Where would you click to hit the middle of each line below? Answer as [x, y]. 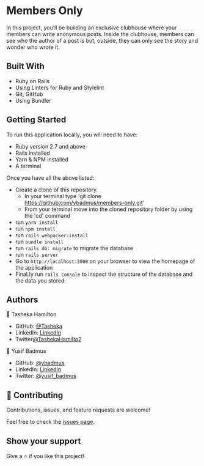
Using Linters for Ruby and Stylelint [60, 87]
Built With [25, 66]
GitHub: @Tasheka [39, 326]
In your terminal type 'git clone [63, 196]
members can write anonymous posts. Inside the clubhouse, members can [100, 34]
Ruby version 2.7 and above [50, 146]
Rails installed [32, 153]
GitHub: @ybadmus [40, 363]
